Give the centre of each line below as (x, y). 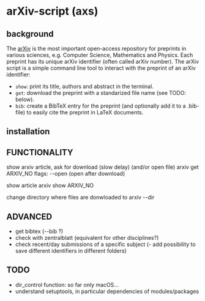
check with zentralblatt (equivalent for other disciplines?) (87, 238)
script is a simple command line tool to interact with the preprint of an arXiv (101, 68)
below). (25, 99)
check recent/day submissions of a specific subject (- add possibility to (105, 244)
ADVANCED (29, 216)
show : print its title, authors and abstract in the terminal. (84, 86)
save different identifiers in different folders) (71, 251)
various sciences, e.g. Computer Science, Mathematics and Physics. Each (100, 55)
